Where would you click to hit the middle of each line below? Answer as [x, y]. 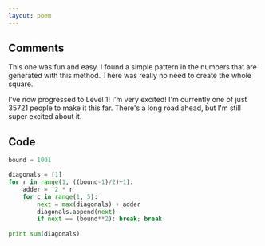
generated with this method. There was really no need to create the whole [130, 76]
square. [21, 84]
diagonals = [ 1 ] [35, 175]
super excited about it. [45, 117]
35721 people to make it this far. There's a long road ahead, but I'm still [125, 108]
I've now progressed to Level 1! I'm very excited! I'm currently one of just [128, 100]
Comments [36, 48]
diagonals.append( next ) [76, 212]
